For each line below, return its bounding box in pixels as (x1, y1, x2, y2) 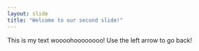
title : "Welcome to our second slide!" (7, 17, 124, 24)
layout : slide (7, 10, 49, 17)
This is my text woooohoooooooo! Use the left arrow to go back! (7, 36, 193, 44)
